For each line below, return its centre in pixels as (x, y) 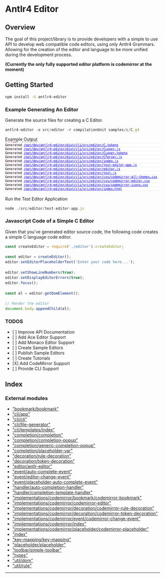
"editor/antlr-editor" (32, 466)
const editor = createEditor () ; (38, 257)
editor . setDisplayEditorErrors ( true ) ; (45, 277)
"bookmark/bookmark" (35, 409)
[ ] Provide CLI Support (35, 369)
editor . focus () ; (22, 283)
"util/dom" (23, 561)
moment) (15, 69)
